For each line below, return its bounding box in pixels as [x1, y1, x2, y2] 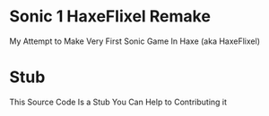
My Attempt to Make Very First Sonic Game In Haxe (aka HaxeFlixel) [9, 36, 260, 46]
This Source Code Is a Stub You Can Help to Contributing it [9, 96, 227, 107]
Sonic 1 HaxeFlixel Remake [9, 6, 211, 27]
